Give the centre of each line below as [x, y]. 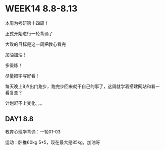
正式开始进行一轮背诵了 [29, 33]
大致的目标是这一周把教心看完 [35, 44]
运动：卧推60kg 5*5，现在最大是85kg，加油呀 [53, 142]
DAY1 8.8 [19, 119]
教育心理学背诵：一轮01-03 [33, 132]
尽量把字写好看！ [23, 75]
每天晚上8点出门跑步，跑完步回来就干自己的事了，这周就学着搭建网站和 [78, 86]
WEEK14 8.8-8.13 [41, 9]
